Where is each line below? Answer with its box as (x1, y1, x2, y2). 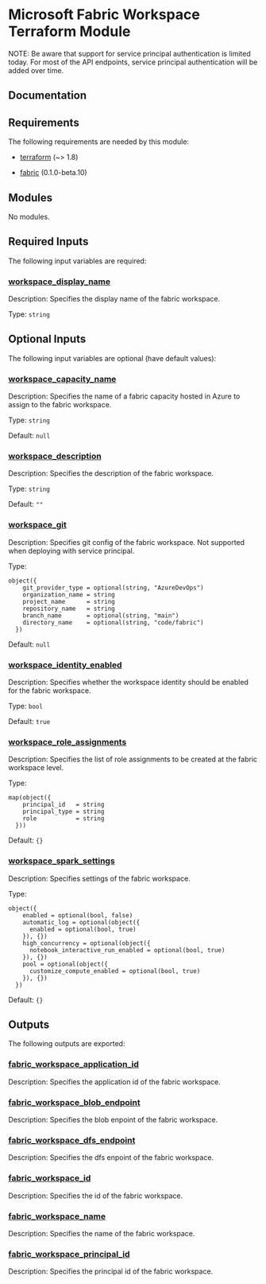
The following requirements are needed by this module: (8, 137, 189, 146)
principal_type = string (22, 807, 105, 816)
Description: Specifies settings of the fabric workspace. (8, 874, 191, 883)
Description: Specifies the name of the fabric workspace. (8, 1228, 195, 1238)
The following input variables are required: (8, 256, 147, 266)
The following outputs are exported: (8, 1039, 125, 1049)
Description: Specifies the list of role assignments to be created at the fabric (8, 754, 258, 765)
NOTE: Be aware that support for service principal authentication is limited (8, 49, 252, 58)
